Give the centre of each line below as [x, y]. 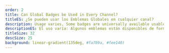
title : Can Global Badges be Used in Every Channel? [62, 15]
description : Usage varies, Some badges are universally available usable [85, 24]
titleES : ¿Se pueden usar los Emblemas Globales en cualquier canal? [80, 19]
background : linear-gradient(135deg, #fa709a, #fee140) [65, 43]
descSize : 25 [19, 38]
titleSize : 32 [20, 33]
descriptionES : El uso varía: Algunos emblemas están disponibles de [80, 29]
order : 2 [14, 10]
